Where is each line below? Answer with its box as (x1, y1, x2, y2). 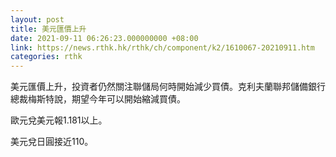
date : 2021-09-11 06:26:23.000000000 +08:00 (10, 33, 199, 43)
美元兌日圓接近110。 (10, 136, 94, 148)
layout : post (10, 14, 65, 25)
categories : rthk (10, 52, 83, 62)
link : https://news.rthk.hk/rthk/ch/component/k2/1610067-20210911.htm (10, 42, 315, 53)
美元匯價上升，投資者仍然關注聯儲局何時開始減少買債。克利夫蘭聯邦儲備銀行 (10, 81, 326, 93)
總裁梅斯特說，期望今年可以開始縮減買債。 (10, 93, 186, 105)
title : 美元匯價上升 (10, 24, 87, 34)
